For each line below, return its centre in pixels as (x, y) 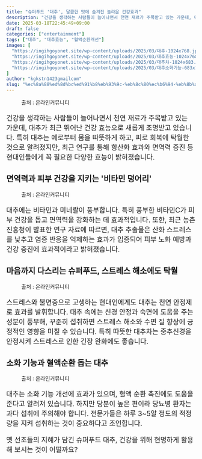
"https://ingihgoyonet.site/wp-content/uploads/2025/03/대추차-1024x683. (104, 62)
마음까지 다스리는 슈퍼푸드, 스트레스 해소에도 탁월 (92, 271)
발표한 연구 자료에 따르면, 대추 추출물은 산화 (99, 229)
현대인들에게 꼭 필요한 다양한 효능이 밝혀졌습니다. (81, 157)
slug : (13, 85)
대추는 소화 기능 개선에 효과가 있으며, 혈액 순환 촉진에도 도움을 (100, 394)
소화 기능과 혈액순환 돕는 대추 (57, 363)
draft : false (23, 29)
